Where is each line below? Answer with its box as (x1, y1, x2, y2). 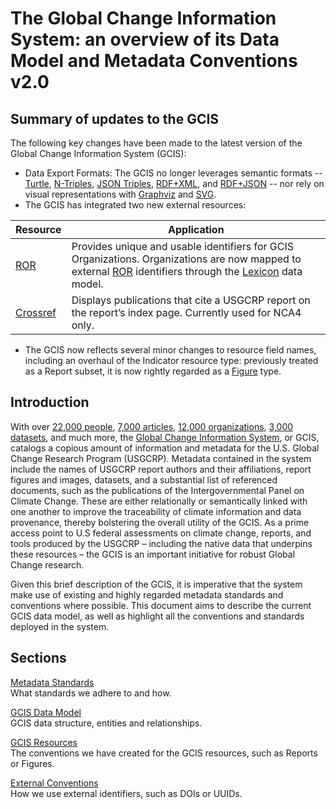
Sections (10, 650, 67, 667)
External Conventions (10, 777, 99, 789)
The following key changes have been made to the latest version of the (10, 137, 303, 149)
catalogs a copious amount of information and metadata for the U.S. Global (10, 442, 320, 454)
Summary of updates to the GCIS (10, 110, 220, 127)
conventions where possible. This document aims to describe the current (10, 599, 312, 611)
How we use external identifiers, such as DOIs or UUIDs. (10, 787, 243, 799)
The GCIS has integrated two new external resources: (24, 199, 247, 211)
